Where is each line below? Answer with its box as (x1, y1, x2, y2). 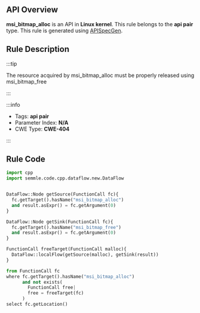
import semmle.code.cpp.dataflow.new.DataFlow (6, 175, 124, 181)
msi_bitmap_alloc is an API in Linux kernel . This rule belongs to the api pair (6, 20, 193, 27)
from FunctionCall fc (6, 268, 60, 274)
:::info (6, 101, 20, 108)
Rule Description (6, 44, 70, 54)
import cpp (6, 170, 33, 176)
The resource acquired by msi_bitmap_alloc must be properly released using (6, 72, 195, 79)
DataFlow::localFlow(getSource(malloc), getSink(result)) (11, 252, 159, 258)
